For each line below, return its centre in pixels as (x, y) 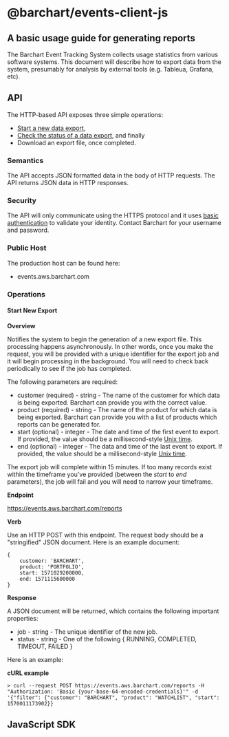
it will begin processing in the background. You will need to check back (108, 361)
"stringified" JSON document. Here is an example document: (94, 542)
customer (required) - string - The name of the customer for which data (118, 395)
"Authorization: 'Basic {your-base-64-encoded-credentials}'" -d (102, 692)
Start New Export (32, 310)
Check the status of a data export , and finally (81, 135)
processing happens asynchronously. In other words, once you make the (110, 346)
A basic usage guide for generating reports (101, 38)
